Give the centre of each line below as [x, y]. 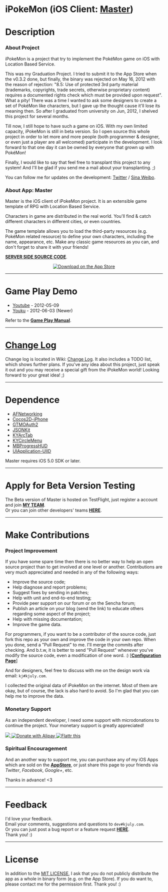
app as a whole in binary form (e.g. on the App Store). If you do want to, [79, 878]
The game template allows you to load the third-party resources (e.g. [76, 231]
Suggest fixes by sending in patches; [50, 593]
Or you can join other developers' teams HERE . [53, 510]
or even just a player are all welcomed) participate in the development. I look [84, 142]
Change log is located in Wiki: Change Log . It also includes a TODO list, [78, 359]
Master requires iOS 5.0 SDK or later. [43, 461]
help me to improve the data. [35, 696]
